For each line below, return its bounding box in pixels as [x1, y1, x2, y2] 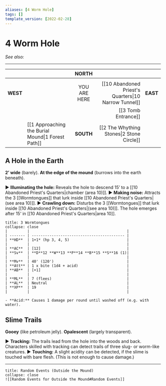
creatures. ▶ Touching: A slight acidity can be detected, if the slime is [5, 348, 149, 354]
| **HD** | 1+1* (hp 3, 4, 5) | [5, 237, 129, 242]
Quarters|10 [112, 93, 141, 100]
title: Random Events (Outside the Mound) [5, 368, 94, 373]
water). [5, 302, 21, 308]
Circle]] [123, 137, 141, 144]
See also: [5, 54, 24, 60]
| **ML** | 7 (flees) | [5, 276, 129, 281]
